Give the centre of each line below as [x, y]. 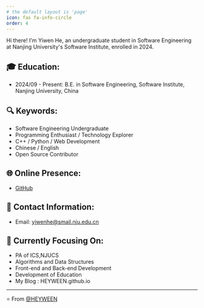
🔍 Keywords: [32, 111]
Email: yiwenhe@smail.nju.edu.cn [57, 222]
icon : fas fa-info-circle [39, 18]
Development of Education [48, 275]
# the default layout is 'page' [47, 12]
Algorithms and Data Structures [54, 262]
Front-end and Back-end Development [63, 269]
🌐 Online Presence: [44, 173]
